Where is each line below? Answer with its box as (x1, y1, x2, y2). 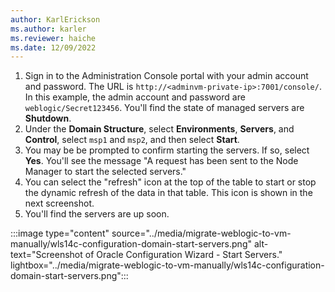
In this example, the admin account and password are (24, 91, 246, 103)
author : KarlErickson (10, 14, 101, 25)
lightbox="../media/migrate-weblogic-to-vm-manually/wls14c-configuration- (10, 259, 325, 271)
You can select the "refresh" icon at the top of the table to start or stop (24, 176, 317, 188)
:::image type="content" (10, 227, 110, 240)
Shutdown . (24, 112, 72, 125)
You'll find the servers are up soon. (24, 208, 170, 220)
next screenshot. (24, 197, 95, 210)
